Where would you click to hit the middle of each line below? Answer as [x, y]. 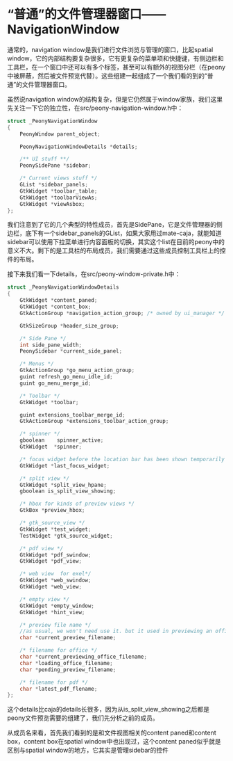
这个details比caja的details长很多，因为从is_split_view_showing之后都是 [109, 710]
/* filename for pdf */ [54, 682]
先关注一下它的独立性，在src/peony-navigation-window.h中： [95, 108]
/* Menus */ [37, 364]
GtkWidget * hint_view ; [52, 612]
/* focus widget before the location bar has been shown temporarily [122, 459]
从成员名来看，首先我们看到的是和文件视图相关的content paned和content [112, 733]
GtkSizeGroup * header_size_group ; [69, 326]
